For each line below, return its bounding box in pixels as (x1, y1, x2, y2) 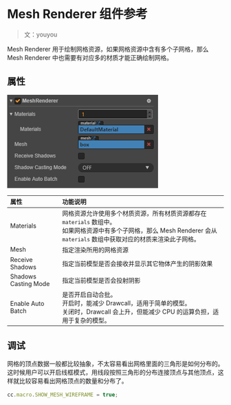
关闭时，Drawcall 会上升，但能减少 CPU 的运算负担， (62, 307, 213, 316)
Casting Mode (10, 280, 50, 288)
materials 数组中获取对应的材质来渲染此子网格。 (62, 234, 201, 243)
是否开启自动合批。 (62, 290, 117, 298)
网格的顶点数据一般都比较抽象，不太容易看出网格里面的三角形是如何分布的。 (7, 359, 224, 368)
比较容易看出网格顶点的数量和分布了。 (19, 376, 128, 385)
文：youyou (23, 30, 58, 39)
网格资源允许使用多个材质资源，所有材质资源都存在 (62, 209, 208, 217)
